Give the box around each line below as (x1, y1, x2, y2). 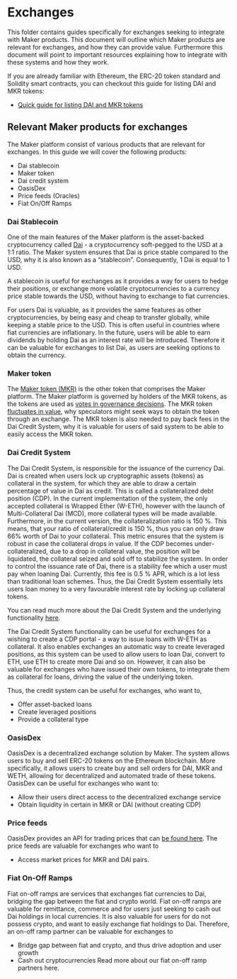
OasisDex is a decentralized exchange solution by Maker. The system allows (7, 748, 230, 757)
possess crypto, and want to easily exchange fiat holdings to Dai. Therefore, (7, 919, 230, 928)
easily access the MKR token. (7, 430, 93, 439)
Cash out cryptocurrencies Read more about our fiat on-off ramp (17, 956, 207, 964)
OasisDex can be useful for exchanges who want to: (7, 779, 159, 787)
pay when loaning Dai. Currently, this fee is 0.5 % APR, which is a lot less (7, 569, 221, 578)
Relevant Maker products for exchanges (7, 121, 188, 133)
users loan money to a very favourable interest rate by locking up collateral (7, 584, 226, 593)
